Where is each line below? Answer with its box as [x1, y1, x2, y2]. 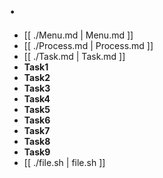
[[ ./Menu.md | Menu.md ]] [23, 29, 134, 41]
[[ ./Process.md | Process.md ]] [23, 39, 154, 51]
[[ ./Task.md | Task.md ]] [23, 50, 126, 62]
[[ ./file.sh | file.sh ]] [23, 156, 106, 168]
